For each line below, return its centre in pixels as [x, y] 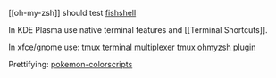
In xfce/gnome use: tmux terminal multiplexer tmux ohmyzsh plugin [132, 47]
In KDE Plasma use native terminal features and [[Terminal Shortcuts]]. [138, 30]
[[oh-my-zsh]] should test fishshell [72, 13]
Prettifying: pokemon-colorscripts [71, 64]
